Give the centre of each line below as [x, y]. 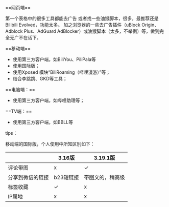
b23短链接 [66, 177]
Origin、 [150, 25]
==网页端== [18, 7]
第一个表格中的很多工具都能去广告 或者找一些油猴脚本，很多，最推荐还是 [82, 18]
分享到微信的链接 [29, 177]
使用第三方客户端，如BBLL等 [43, 122]
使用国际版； [26, 66]
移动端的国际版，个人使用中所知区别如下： [50, 144]
